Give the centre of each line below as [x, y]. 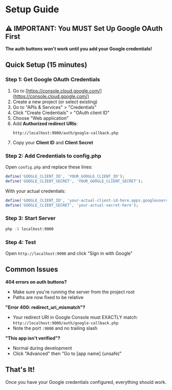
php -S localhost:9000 [29, 229]
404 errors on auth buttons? [36, 282]
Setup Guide [32, 10]
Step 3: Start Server [30, 218]
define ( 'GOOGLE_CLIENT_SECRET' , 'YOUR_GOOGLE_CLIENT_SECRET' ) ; [74, 181]
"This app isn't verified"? [33, 338]
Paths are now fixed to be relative [48, 297]
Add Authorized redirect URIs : [45, 123]
